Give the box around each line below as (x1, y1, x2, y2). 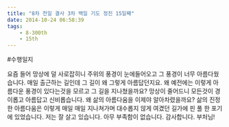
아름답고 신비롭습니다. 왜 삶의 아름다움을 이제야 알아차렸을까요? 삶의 (25, 95, 208, 104)
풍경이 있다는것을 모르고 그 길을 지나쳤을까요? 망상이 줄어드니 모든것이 (25, 87, 214, 95)
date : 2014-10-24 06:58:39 (7, 16, 84, 23)
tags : (7, 23, 23, 30)
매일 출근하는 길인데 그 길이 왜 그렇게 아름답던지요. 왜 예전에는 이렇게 (27, 78, 212, 86)
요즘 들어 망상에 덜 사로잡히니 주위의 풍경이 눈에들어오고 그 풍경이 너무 (7, 70, 195, 78)
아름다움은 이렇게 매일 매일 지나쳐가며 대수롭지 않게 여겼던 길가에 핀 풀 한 (14, 104, 210, 113)
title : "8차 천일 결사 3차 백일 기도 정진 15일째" (7, 10, 135, 17)
